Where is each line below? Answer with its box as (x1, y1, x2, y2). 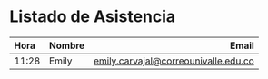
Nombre (48, 39, 85, 52)
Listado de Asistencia (9, 6, 176, 27)
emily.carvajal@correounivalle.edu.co (94, 54, 254, 67)
